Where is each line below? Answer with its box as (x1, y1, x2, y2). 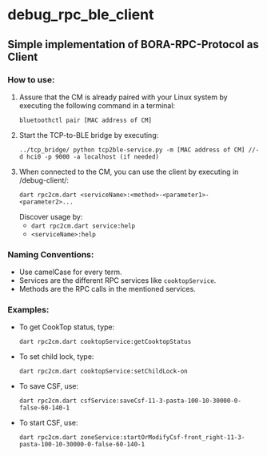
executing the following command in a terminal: (18, 100, 176, 110)
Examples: (7, 305, 50, 316)
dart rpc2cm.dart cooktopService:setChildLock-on (18, 367, 189, 376)
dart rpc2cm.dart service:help (30, 222, 136, 230)
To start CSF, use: (18, 418, 78, 428)
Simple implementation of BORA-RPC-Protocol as (7, 38, 259, 51)
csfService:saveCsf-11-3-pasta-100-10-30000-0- (80, 397, 241, 406)
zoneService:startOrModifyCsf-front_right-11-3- (80, 434, 245, 442)
